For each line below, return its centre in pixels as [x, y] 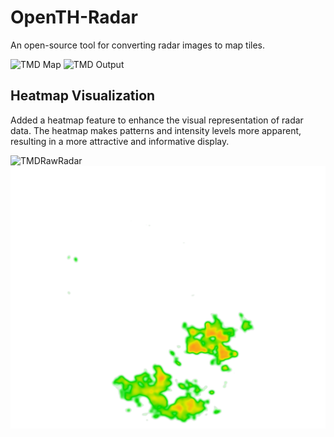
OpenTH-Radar [74, 17]
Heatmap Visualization [83, 96]
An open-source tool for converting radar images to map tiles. [138, 45]
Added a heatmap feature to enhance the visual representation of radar [157, 120]
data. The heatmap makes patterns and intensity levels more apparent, [156, 130]
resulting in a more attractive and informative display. [120, 141]
